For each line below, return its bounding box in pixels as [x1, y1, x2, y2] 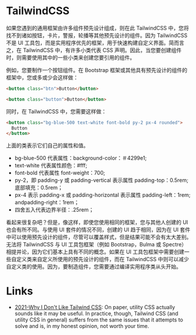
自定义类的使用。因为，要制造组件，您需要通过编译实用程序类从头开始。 [6, 263, 181, 270]
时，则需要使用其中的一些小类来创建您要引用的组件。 [6, 54, 135, 61]
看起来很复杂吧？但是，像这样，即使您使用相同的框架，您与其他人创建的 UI [6, 219, 188, 226]
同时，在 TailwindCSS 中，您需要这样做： [6, 108, 107, 115]
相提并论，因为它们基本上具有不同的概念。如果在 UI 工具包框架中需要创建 [6, 248, 185, 255]
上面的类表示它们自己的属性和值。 [6, 142, 89, 149]
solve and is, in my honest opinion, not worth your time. [14, 323, 150, 330]
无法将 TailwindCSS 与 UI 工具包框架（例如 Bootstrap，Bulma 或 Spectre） [6, 241, 187, 248]
